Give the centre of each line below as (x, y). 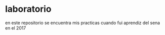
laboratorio (28, 9)
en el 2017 (16, 28)
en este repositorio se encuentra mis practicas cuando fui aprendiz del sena (83, 23)
